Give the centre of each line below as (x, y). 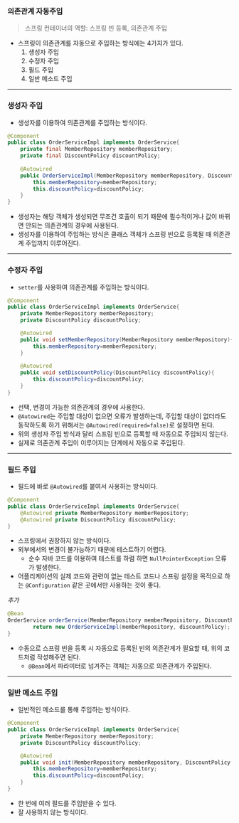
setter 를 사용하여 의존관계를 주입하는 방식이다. (83, 287)
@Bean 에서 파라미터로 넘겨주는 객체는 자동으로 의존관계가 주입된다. (120, 666)
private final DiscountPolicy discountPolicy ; (90, 156)
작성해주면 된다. (59, 657)
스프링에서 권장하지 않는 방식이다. (64, 541)
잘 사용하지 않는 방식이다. (53, 812)
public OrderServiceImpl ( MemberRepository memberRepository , (112, 176)
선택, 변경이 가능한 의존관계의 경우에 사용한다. (81, 407)
